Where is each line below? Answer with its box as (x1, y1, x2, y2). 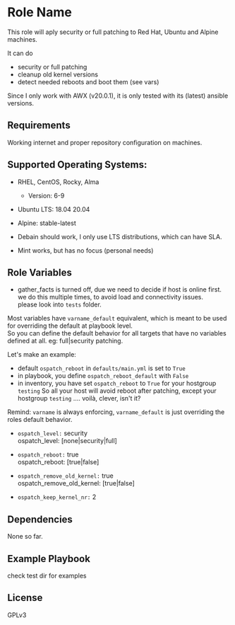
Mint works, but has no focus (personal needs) (17, 246, 154, 255)
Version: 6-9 (28, 191, 65, 200)
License (7, 592, 43, 604)
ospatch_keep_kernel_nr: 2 (17, 493, 97, 501)
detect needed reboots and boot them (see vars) (17, 77, 159, 86)
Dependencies (7, 513, 73, 525)
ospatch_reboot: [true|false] (17, 458, 100, 466)
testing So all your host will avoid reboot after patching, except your (17, 386, 217, 395)
